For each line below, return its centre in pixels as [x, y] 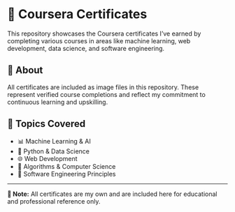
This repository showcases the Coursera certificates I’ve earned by [104, 33]
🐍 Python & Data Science [53, 151]
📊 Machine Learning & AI [54, 141]
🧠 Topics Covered [47, 124]
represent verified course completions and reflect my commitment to [107, 94]
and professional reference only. [54, 201]
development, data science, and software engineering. [86, 48]
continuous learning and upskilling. [58, 102]
